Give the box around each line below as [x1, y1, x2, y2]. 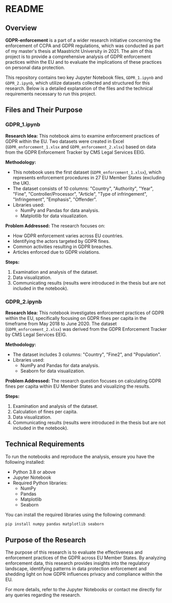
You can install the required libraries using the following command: [5, 512, 146, 518]
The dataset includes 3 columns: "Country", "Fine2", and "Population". [12, 351, 161, 357]
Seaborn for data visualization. [20, 368, 85, 374]
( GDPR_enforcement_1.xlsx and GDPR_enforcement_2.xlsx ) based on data [5, 143, 156, 149]
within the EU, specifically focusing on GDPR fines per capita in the [5, 315, 147, 321]
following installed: [5, 459, 45, 465]
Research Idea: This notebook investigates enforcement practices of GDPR [5, 309, 164, 316]
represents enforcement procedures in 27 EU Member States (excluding [12, 174, 165, 180]
